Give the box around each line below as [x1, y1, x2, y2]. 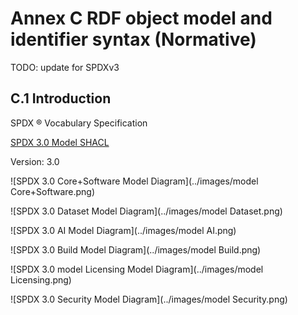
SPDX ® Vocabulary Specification [10, 117, 148, 129]
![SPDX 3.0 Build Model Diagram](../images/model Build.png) [10, 243, 262, 256]
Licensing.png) [10, 273, 72, 286]
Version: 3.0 [10, 155, 60, 167]
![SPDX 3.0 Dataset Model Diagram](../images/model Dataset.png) [10, 205, 283, 217]
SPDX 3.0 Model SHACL [10, 136, 110, 148]
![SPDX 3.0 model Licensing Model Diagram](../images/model [10, 263, 264, 275]
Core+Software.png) [10, 185, 96, 197]
